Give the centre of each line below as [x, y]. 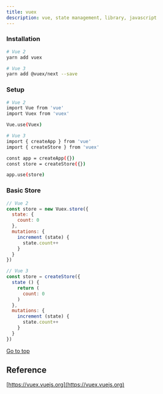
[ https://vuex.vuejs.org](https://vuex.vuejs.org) [66, 385]
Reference [27, 370]
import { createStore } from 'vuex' [53, 147]
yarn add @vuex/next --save [42, 74]
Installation [24, 39]
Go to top [18, 351]
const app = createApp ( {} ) [41, 158]
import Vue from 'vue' [35, 108]
